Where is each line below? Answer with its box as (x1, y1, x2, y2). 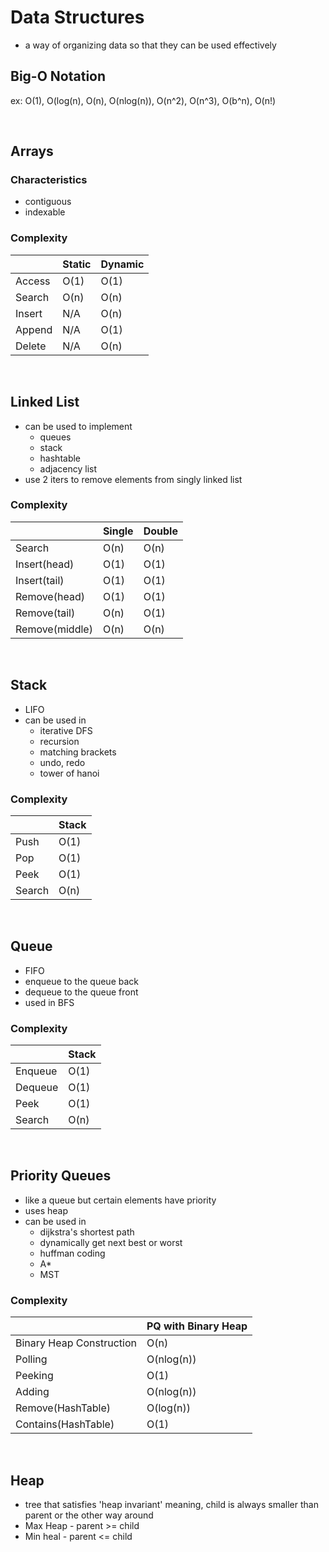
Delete (15, 339, 47, 353)
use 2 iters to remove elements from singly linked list (24, 473, 243, 485)
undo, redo (39, 756, 86, 768)
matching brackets (39, 746, 117, 758)
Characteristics (10, 173, 88, 187)
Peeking (15, 1369, 54, 1383)
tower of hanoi (39, 767, 100, 779)
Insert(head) (15, 557, 75, 571)
